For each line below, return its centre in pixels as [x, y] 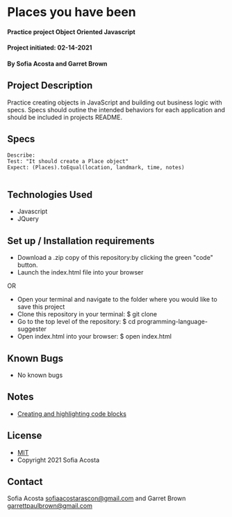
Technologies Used [50, 195]
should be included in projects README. [65, 117]
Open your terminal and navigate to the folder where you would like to [117, 300]
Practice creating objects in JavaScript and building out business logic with [115, 102]
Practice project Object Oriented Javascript [71, 31]
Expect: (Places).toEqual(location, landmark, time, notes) [96, 167]
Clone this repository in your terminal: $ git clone [87, 314]
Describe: [22, 155]
